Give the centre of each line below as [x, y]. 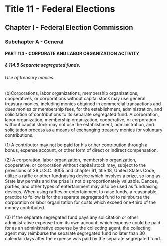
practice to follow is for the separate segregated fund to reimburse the [78, 197]
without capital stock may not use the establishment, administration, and [80, 124]
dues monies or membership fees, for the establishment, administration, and [83, 109]
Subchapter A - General [34, 42]
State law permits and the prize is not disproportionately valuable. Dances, [82, 181]
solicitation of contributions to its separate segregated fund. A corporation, [82, 114]
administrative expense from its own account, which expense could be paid [83, 222]
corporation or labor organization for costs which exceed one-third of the [81, 202]
